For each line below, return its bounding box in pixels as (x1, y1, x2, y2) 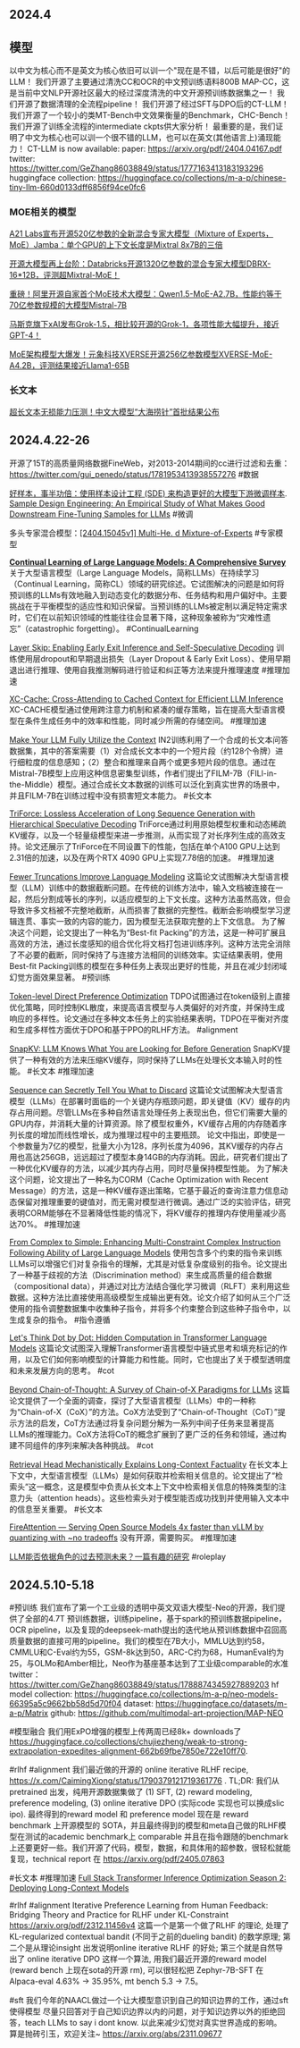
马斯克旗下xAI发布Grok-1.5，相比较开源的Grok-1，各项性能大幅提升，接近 (9, 318, 279, 329)
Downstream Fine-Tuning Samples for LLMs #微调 (9, 509, 194, 519)
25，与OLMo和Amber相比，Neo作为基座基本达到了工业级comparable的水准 (9, 1658, 289, 1669)
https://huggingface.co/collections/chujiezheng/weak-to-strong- (9, 1736, 248, 1747)
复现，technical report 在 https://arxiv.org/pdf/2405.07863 (9, 1854, 225, 1865)
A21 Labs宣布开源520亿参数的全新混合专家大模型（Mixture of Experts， (9, 228, 274, 239)
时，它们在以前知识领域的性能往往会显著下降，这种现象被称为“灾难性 (9, 611, 263, 622)
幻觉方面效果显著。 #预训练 (9, 972, 111, 982)
